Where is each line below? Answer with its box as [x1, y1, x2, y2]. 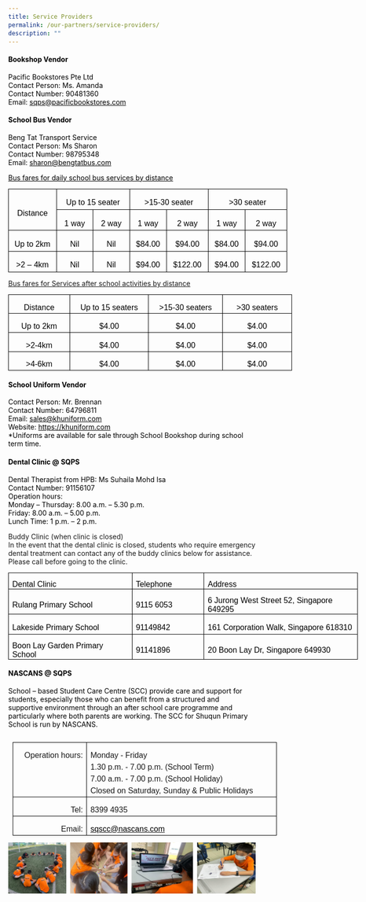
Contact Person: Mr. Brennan [8, 397, 102, 407]
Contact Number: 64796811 [8, 406, 97, 415]
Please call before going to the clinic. [8, 557, 128, 566]
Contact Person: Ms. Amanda [8, 80, 104, 90]
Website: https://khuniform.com [8, 422, 112, 432]
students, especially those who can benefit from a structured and [8, 694, 220, 704]
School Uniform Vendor [8, 380, 86, 389]
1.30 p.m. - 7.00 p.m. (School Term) [90, 762, 214, 771]
